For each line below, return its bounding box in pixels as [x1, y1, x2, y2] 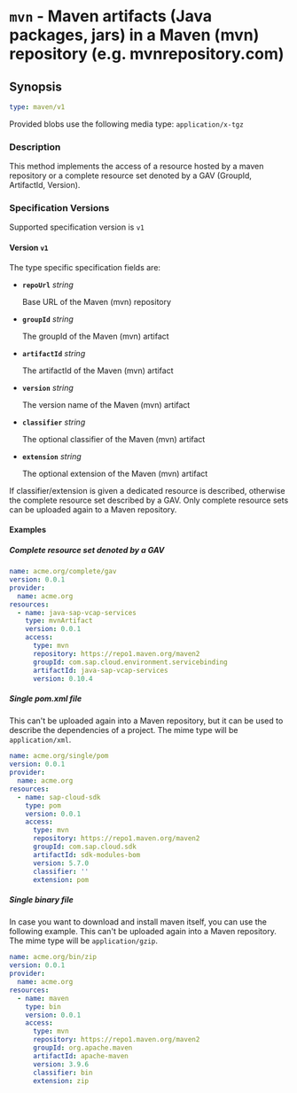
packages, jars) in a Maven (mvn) [9, 25, 260, 45]
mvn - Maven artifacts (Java [9, 6, 213, 27]
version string [21, 382, 74, 393]
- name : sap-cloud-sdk [17, 792, 101, 801]
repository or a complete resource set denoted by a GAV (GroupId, [9, 170, 253, 181]
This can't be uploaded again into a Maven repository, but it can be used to [9, 715, 284, 726]
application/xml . [9, 734, 72, 746]
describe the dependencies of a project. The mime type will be [9, 725, 238, 736]
